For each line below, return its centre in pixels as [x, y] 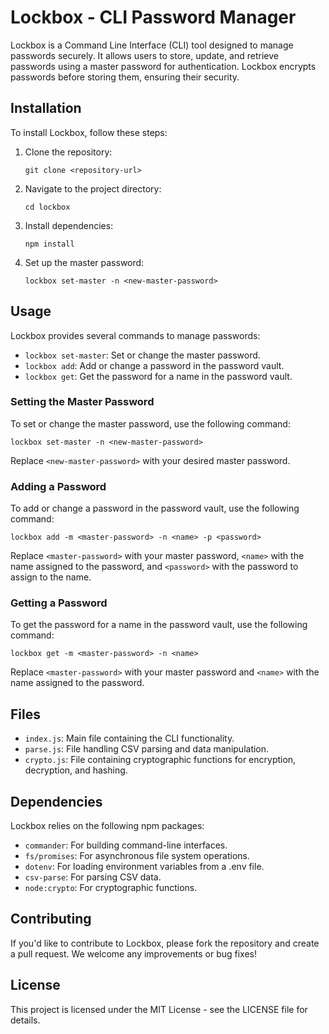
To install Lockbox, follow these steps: [89, 132]
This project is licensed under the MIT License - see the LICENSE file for [159, 1009]
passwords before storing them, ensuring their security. [125, 77]
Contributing [51, 919]
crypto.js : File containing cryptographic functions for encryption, [160, 760]
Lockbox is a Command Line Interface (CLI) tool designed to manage [152, 45]
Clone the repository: [68, 152]
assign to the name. [51, 577]
